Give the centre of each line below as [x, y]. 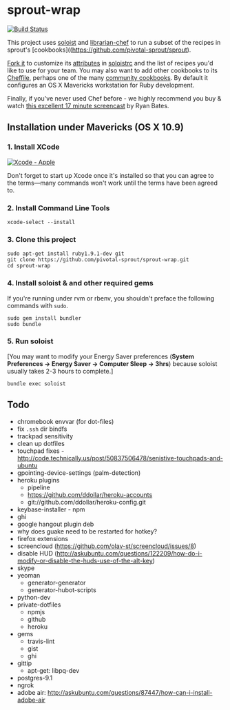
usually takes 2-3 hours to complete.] [60, 371]
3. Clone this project [42, 239]
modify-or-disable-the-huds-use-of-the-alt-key [85, 560]
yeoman [29, 575]
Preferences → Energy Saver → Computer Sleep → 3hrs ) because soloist [112, 363]
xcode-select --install [41, 222]
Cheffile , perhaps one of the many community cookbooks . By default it [108, 77]
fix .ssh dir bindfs [42, 429]
